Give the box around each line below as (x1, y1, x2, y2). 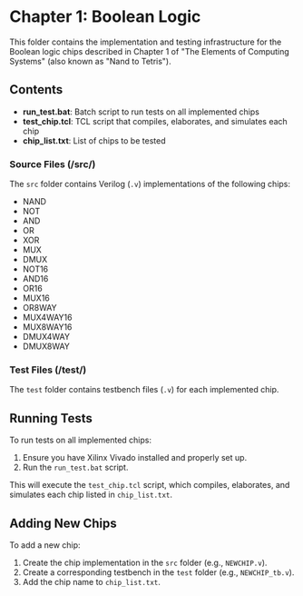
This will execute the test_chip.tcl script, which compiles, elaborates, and (9, 480, 290, 491)
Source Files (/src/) (9, 157, 96, 170)
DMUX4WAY (22, 332, 71, 343)
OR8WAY (22, 303, 57, 313)
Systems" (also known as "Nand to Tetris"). (9, 55, 172, 66)
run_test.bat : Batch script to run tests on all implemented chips (22, 106, 260, 117)
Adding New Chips (9, 515, 118, 531)
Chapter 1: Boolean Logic (9, 6, 201, 27)
